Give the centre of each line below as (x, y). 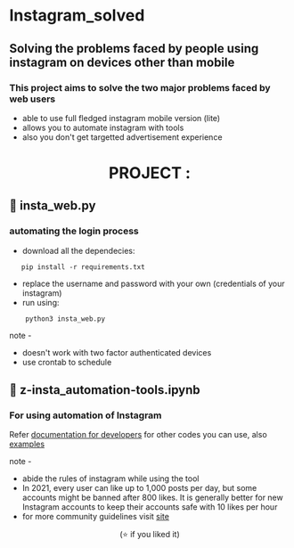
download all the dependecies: (78, 250)
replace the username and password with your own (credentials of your (153, 283)
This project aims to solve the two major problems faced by (140, 87)
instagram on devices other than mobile (122, 62)
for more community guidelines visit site (95, 517)
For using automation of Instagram (86, 415)
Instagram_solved (77, 16)
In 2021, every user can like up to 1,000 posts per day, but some (139, 488)
